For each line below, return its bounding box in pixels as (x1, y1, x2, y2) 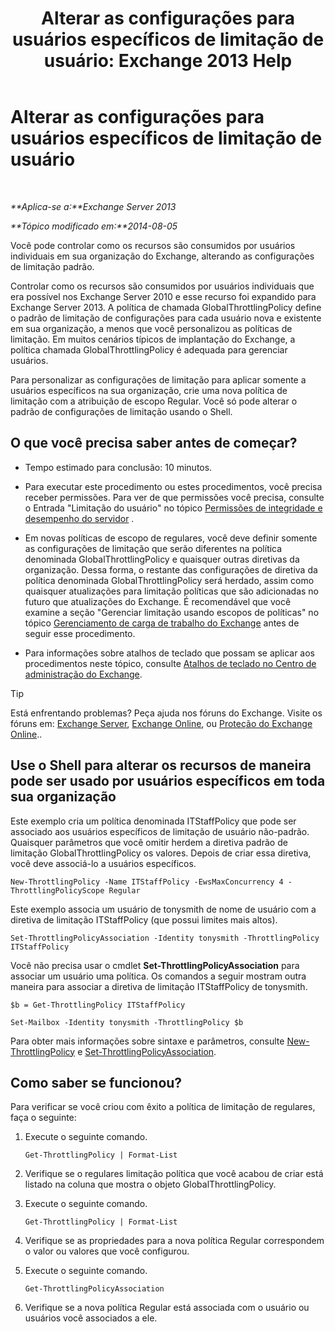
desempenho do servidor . (24, 512, 135, 524)
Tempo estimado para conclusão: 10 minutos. (24, 461, 213, 473)
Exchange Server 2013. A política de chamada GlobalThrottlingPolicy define (10, 301, 322, 313)
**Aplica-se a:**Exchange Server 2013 (10, 200, 177, 212)
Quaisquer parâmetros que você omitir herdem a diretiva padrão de (10, 836, 288, 848)
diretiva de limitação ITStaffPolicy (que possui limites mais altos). (10, 913, 278, 926)
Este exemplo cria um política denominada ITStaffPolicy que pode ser (10, 815, 297, 827)
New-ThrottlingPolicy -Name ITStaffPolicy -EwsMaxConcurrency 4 (10, 877, 284, 887)
